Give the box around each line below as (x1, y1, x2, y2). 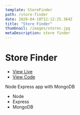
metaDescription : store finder (5, 30, 70, 35)
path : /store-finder (5, 12, 48, 17)
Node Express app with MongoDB (5, 83, 75, 89)
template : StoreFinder (5, 7, 52, 12)
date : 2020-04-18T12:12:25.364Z (5, 16, 72, 21)
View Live (12, 68, 33, 74)
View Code (12, 73, 35, 80)
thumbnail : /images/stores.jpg (5, 26, 70, 31)
